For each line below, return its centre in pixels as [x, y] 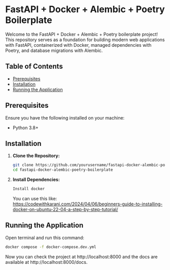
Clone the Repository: [36, 156]
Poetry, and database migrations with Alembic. [54, 50]
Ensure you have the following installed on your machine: [65, 117]
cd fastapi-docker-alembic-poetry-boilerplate [63, 170]
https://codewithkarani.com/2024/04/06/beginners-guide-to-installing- [88, 204]
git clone [23, 165]
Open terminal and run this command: [45, 237]
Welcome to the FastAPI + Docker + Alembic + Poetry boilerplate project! [82, 34]
